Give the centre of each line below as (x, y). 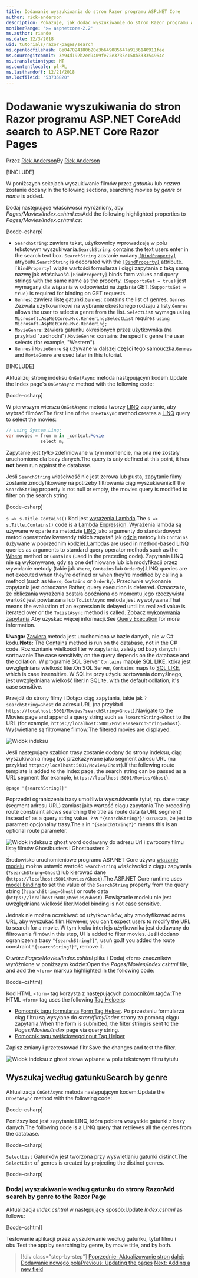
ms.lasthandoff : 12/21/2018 (41, 72)
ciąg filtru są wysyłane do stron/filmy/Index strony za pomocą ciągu (97, 1017)
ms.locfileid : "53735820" (38, 77)
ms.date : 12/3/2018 (30, 39)
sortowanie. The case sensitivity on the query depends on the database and (98, 655)
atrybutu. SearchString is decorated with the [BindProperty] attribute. (99, 262)
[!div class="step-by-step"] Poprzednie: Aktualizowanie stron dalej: (102, 1256)
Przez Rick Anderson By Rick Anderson (53, 161)
